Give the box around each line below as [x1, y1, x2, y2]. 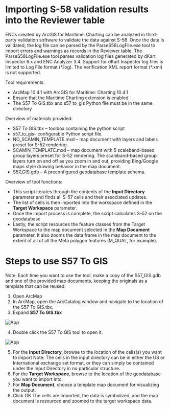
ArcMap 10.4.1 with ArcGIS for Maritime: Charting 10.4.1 [12, 89, 129, 95]
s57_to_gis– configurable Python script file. [12, 130, 103, 137]
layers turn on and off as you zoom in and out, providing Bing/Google [12, 157, 158, 164]
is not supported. [5, 69, 41, 75]
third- [146, 31, 158, 37]
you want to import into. [12, 376, 63, 382]
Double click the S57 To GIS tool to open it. [12, 329, 103, 335]
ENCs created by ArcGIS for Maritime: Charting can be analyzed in [5, 31, 145, 37]
